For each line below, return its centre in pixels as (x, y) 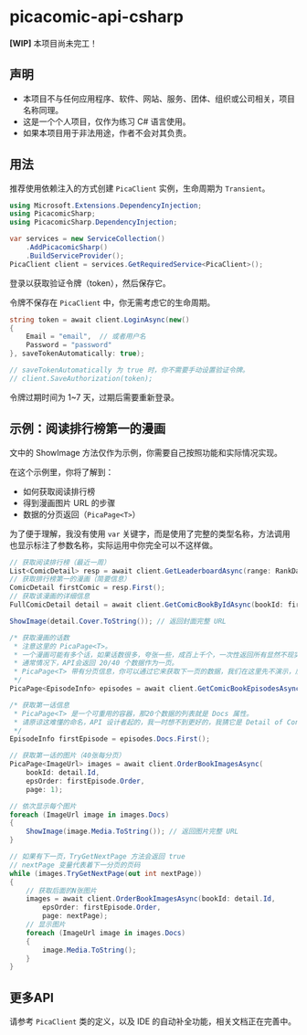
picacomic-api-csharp (97, 17)
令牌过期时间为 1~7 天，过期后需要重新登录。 (95, 397)
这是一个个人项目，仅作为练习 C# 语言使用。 (106, 121)
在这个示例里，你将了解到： (62, 471)
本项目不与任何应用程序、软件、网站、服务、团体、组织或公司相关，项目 (159, 99)
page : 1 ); (45, 789)
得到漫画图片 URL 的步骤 (69, 502)
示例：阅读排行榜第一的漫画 (88, 429)
